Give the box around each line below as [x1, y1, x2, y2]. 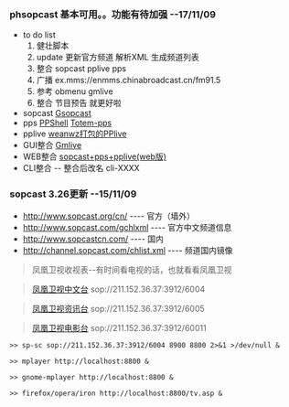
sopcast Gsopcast [22, 108, 91, 119]
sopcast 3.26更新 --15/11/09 [9, 187, 137, 200]
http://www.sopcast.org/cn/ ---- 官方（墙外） [22, 210, 195, 221]
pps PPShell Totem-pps [22, 117, 112, 129]
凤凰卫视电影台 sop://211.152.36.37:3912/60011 [31, 322, 208, 333]
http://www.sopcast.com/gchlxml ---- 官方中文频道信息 [22, 221, 232, 232]
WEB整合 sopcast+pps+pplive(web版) [22, 151, 167, 162]
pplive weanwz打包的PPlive [22, 128, 127, 139]
